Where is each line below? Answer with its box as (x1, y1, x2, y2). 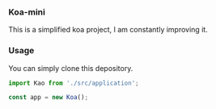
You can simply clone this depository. (8, 63, 133, 73)
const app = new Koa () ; (8, 94, 89, 102)
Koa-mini (8, 6, 46, 18)
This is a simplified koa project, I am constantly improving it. (8, 25, 208, 35)
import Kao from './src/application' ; (8, 79, 139, 87)
